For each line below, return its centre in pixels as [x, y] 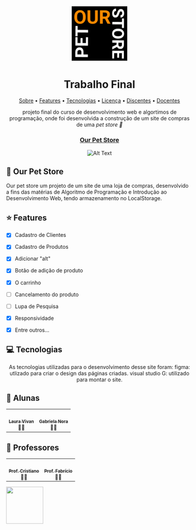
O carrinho [28, 282]
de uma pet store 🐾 [99, 125]
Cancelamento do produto [46, 294]
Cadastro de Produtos [41, 247]
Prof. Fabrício [58, 471]
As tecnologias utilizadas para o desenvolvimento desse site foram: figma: [99, 367]
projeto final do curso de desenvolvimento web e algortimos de [99, 112]
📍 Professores [33, 447]
